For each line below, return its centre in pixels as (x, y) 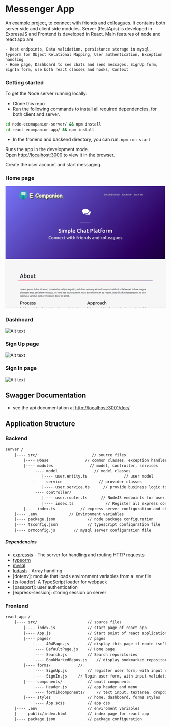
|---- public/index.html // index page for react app (82, 714)
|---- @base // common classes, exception (86, 460)
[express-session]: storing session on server (60, 593)
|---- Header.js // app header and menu (85, 687)
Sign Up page (22, 344)
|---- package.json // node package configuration (84, 519)
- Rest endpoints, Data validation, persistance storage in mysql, (78, 49)
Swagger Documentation (46, 395)
